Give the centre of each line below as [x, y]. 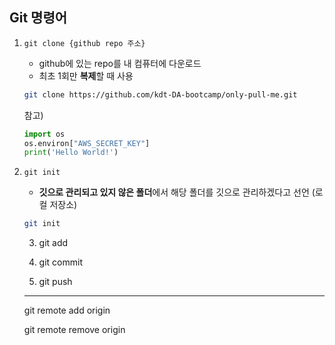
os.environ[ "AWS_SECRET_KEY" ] [87, 143]
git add [53, 243]
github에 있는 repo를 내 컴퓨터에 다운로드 [120, 63]
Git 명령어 [38, 18]
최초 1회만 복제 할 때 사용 [86, 75]
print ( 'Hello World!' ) [71, 153]
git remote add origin [67, 310]
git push [55, 282]
